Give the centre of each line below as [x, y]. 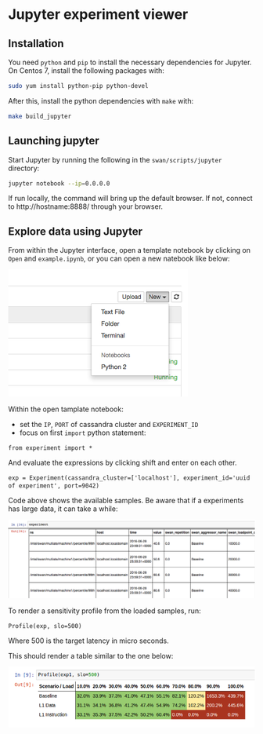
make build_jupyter [40, 116]
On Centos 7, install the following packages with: [86, 71]
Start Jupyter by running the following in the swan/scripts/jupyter [115, 159]
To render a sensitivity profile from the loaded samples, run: [104, 611]
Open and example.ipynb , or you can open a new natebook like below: [119, 259]
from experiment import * [50, 448]
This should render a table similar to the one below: [91, 656]
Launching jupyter [54, 141]
